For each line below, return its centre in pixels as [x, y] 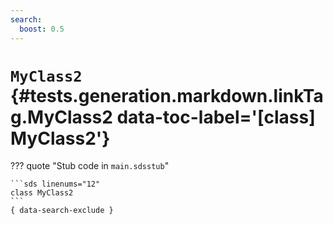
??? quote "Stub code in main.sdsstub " [90, 166]
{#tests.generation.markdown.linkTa [167, 95]
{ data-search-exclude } [62, 211]
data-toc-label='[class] [216, 117]
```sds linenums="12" [55, 184]
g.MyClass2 [61, 117]
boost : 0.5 [42, 29]
